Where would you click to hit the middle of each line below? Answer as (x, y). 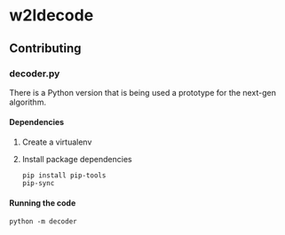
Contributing (45, 48)
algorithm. (28, 102)
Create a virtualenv (57, 142)
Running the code (43, 203)
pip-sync (38, 184)
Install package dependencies (77, 160)
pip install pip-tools (64, 176)
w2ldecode (51, 16)
